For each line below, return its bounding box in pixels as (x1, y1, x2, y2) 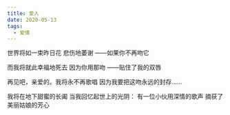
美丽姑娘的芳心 (7, 101, 50, 110)
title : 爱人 (7, 10, 39, 17)
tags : (7, 23, 23, 29)
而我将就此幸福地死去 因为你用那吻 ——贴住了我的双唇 (7, 63, 162, 72)
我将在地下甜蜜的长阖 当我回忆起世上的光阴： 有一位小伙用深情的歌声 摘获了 (7, 92, 224, 101)
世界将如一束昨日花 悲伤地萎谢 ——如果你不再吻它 (7, 49, 149, 57)
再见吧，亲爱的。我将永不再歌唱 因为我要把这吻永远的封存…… (7, 78, 182, 86)
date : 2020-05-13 (7, 16, 57, 23)
